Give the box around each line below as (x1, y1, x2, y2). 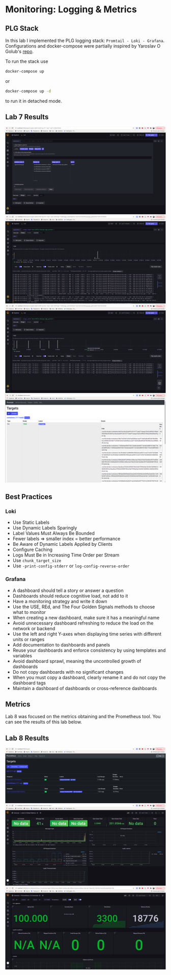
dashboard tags (12, 679, 46, 686)
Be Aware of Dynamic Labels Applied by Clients (12, 541, 113, 547)
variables (12, 652, 32, 658)
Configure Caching (12, 546, 52, 553)
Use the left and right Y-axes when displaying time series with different (12, 631, 162, 637)
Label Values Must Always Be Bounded (12, 530, 95, 537)
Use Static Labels (12, 519, 50, 525)
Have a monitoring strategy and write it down (12, 598, 107, 604)
